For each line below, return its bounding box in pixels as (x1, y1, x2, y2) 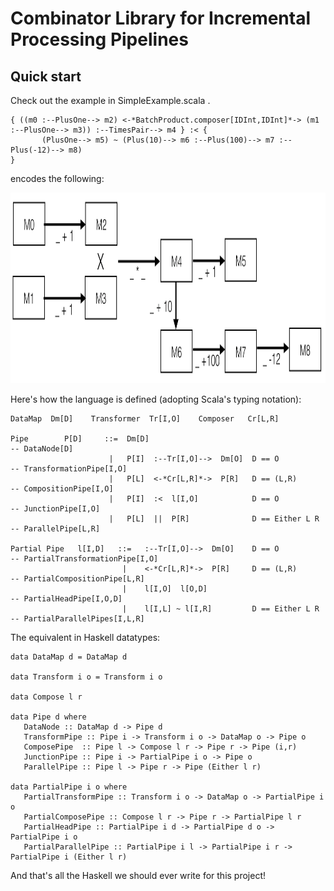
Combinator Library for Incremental (10, 7, 312, 30)
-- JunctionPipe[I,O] (10, 504, 101, 514)
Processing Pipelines (10, 28, 189, 51)
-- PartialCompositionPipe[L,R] (10, 574, 145, 584)
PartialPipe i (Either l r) (10, 852, 128, 862)
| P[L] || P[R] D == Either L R (108, 514, 320, 524)
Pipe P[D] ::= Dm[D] (10, 434, 150, 444)
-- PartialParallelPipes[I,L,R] (10, 614, 145, 624)
